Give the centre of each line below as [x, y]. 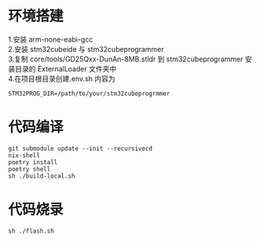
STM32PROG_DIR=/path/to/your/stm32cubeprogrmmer [89, 93]
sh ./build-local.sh [42, 176]
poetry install [33, 162]
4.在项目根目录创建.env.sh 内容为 [62, 79]
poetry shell [29, 169]
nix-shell [24, 155]
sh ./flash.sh [31, 231]
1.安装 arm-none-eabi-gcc [51, 39]
